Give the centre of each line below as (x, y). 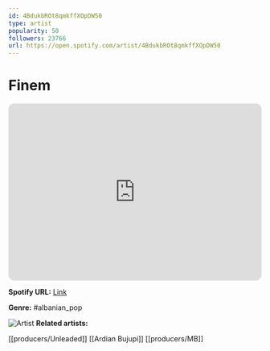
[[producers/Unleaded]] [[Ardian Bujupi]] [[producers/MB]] (106, 339)
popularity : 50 (34, 31)
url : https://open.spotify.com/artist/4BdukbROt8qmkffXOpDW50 (115, 46)
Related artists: (62, 324)
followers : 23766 (37, 38)
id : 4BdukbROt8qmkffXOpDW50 (55, 16)
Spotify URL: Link (38, 292)
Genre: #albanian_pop (45, 308)
